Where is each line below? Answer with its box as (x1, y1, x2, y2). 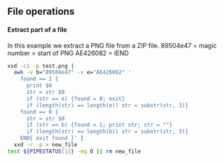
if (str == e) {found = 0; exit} (26, 95, 125, 102)
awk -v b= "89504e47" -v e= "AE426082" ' (13, 69, 132, 76)
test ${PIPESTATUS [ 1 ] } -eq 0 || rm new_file (7, 148, 141, 155)
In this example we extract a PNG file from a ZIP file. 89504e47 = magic (7, 41, 218, 50)
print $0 (26, 82, 52, 89)
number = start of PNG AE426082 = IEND (7, 49, 129, 57)
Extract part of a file (7, 25, 67, 34)
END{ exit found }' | (20, 134, 84, 142)
